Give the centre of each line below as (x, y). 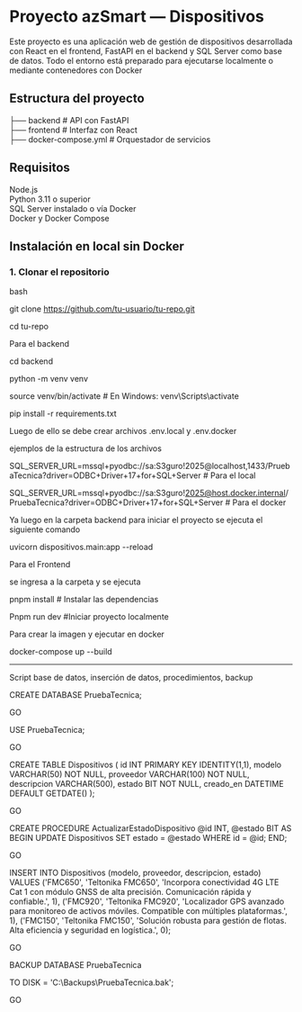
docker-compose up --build (61, 652)
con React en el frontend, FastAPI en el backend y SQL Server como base (146, 50)
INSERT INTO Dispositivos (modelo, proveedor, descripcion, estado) (135, 873)
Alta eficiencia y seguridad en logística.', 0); (90, 930)
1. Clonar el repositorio (59, 272)
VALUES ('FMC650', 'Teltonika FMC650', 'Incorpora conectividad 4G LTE (144, 882)
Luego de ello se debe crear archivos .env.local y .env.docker (123, 431)
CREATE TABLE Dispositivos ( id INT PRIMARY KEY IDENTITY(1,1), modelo (145, 765)
